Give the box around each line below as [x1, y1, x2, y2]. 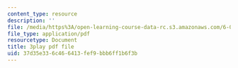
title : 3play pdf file [7, 43, 74, 50]
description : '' [7, 17, 55, 24]
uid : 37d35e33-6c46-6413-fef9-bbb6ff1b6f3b [7, 50, 138, 57]
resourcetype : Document [7, 37, 78, 44]
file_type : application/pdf [7, 30, 91, 38]
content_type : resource [7, 10, 78, 18]
